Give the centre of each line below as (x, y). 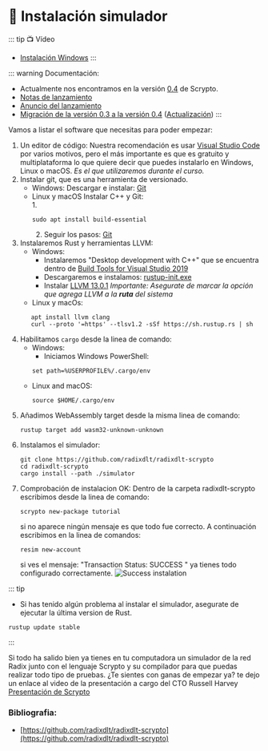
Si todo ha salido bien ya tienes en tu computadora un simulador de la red (130, 657)
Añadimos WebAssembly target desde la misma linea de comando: (130, 415)
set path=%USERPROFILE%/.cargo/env (91, 371)
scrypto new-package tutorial (70, 511)
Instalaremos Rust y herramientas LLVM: (86, 243)
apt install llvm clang (70, 317)
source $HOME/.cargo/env (73, 400)
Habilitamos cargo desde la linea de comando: (96, 339)
